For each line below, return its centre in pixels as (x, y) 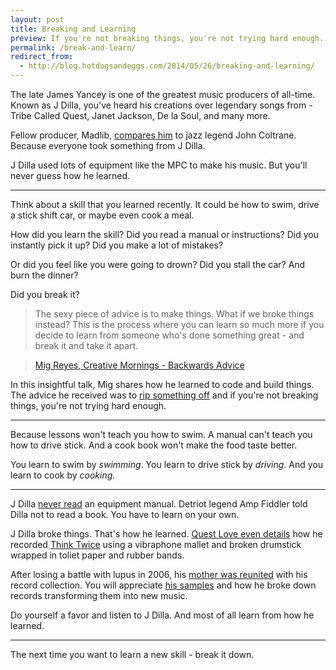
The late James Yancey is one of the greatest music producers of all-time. (163, 94)
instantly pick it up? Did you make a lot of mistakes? (117, 245)
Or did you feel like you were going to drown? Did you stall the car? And (158, 264)
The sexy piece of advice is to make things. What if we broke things (174, 314)
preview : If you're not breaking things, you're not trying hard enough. (167, 38)
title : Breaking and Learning (73, 29)
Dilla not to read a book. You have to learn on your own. (125, 514)
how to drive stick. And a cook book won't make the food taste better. (154, 445)
